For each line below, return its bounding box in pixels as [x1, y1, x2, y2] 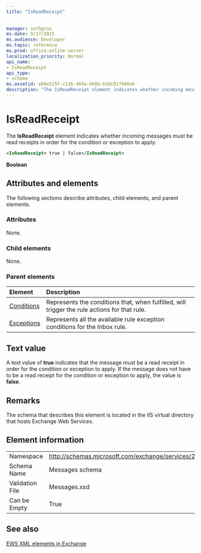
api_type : [6, 70, 31, 76]
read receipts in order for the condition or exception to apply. [6, 138, 157, 145]
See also [6, 524, 39, 534]
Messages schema [48, 465, 102, 473]
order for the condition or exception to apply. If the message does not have [6, 366, 191, 373]
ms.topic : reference [6, 42, 58, 48]
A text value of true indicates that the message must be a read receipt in [6, 359, 185, 366]
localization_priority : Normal [6, 53, 84, 59]
